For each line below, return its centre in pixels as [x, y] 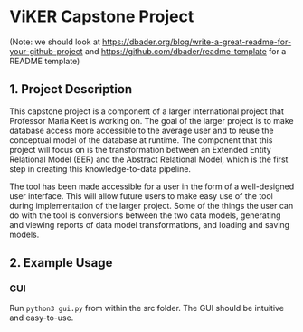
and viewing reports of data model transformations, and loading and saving [150, 224]
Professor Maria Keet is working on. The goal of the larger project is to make [151, 120]
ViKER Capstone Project [102, 17]
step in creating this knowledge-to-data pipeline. [100, 168]
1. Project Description [71, 89]
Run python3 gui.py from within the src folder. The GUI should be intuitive [147, 308]
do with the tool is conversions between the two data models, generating [145, 215]
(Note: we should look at [55, 42]
